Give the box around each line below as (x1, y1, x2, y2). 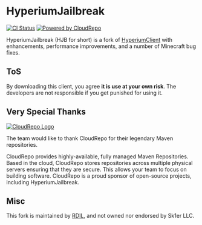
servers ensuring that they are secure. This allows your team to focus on (6, 166, 187, 173)
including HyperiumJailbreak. (6, 178, 80, 186)
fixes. (6, 49, 20, 56)
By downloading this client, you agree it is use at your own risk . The (6, 82, 177, 90)
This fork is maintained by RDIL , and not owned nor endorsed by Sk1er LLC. (6, 212, 195, 220)
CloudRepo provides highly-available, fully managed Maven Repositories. (6, 153, 189, 160)
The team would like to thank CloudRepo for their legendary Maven (6, 135, 174, 142)
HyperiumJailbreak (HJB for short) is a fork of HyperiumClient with (6, 36, 172, 43)
